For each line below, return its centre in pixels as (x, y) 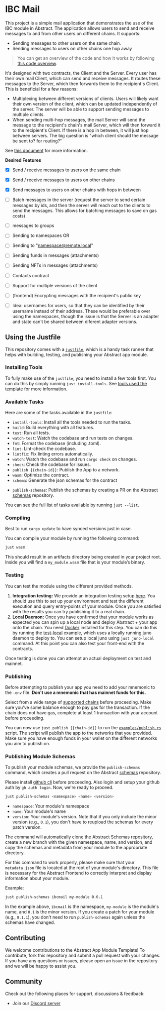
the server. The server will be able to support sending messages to (81, 109)
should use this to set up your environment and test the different (78, 601)
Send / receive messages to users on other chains (63, 180)
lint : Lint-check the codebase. (44, 449)
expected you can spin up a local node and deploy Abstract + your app (85, 622)
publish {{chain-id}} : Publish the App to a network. (66, 470)
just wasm (15, 548)
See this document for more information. (47, 150)
